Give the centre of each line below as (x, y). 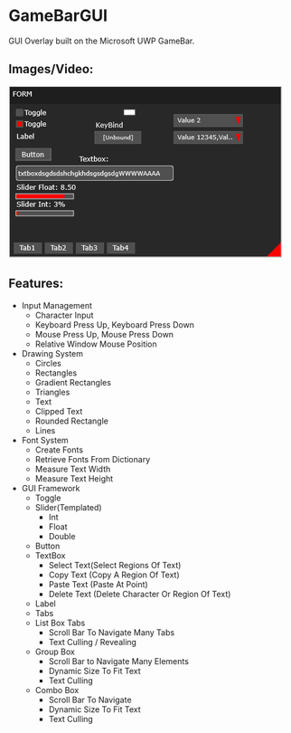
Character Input (64, 315)
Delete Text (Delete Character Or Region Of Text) (140, 594)
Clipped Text (59, 411)
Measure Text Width (73, 469)
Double (62, 536)
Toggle (48, 498)
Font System (45, 440)
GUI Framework (51, 488)
